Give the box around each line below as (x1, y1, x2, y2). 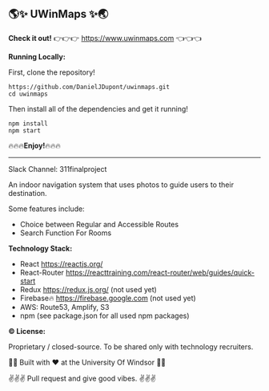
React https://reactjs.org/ (19, 259, 103, 268)
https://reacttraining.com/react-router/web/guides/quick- (65, 267, 255, 277)
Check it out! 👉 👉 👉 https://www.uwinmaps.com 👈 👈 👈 (8, 33, 202, 43)
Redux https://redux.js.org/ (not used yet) (19, 284, 158, 294)
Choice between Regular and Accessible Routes (19, 219, 179, 229)
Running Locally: (8, 51, 66, 61)
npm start (8, 126, 42, 135)
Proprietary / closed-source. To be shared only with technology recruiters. (8, 341, 254, 352)
